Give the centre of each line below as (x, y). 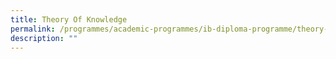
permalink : (33, 29)
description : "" (44, 38)
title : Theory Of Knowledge (69, 19)
